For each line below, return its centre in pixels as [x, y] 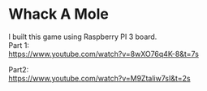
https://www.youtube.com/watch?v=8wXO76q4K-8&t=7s [103, 54]
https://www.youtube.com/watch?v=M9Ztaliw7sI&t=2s [99, 78]
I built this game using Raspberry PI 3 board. [83, 37]
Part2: [19, 69]
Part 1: [19, 45]
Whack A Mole [59, 14]
